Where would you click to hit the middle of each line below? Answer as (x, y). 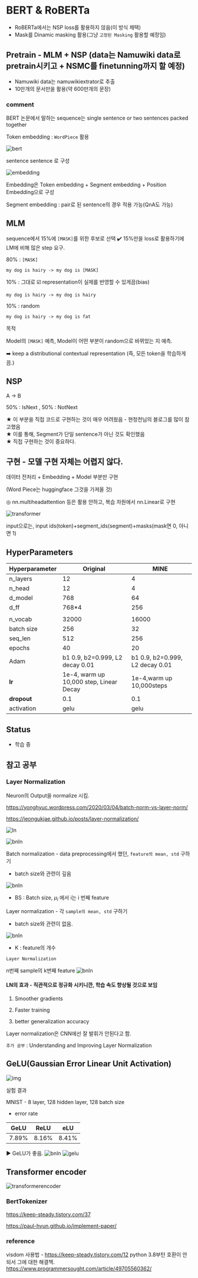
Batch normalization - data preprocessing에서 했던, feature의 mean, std (93, 854)
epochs (19, 648)
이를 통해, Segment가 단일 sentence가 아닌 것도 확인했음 (79, 434)
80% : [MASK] (22, 259)
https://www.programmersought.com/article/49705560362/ (79, 1269)
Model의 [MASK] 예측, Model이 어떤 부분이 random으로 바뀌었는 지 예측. (89, 341)
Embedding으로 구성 (30, 192)
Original (94, 569)
